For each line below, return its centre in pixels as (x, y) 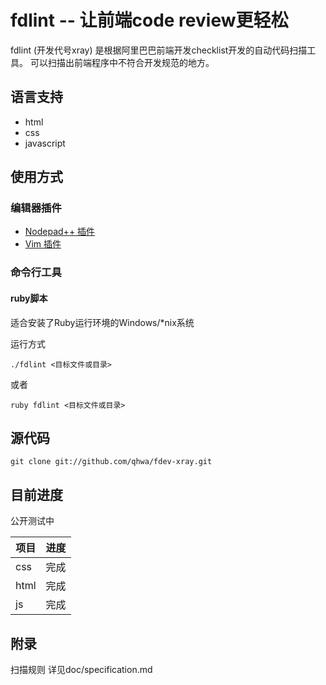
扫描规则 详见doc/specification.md (81, 669)
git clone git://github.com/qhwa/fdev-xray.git (111, 462)
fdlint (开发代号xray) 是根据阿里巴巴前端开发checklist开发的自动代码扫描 (159, 50)
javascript (45, 143)
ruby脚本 (29, 298)
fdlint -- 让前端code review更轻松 (149, 20)
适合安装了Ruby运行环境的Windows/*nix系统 (102, 322)
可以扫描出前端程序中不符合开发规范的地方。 (122, 62)
